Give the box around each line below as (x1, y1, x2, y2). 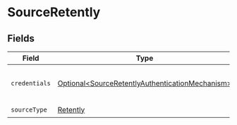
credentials (11, 79, 51, 87)
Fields (7, 32, 35, 44)
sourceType (11, 105, 47, 114)
